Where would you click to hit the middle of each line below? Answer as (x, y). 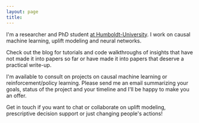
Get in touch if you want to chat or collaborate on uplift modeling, (86, 107)
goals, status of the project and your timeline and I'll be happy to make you (98, 89)
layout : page (22, 12)
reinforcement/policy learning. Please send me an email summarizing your (97, 83)
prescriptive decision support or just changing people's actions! (84, 113)
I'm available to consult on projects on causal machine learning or (87, 76)
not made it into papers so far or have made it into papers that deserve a (95, 59)
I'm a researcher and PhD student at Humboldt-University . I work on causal (98, 34)
